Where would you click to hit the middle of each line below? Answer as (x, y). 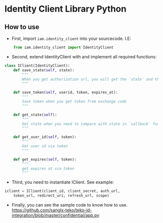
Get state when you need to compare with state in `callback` (86, 124)
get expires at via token (48, 169)
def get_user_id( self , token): (45, 137)
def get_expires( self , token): (45, 159)
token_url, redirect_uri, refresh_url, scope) (61, 196)
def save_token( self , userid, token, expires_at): (66, 93)
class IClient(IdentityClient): (37, 66)
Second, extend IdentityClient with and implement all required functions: (84, 56)
